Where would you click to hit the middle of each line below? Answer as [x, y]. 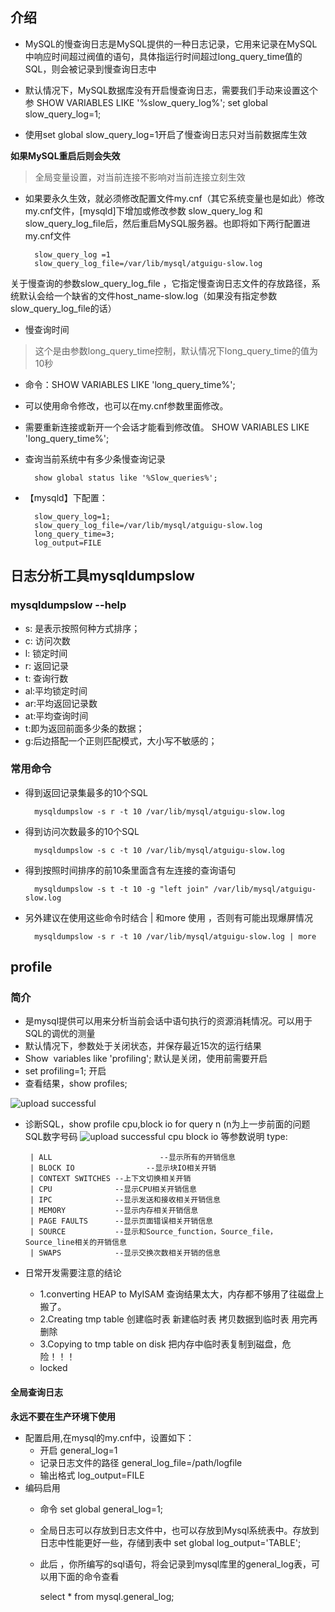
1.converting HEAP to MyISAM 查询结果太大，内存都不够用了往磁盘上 [182, 1294]
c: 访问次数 [47, 640]
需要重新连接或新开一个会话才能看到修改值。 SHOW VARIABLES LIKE [167, 427]
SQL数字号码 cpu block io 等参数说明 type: [156, 1137]
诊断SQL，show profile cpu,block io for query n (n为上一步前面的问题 [167, 1124]
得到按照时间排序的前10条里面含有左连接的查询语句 [130, 870]
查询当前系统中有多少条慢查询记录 [95, 459]
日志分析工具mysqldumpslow [102, 576]
